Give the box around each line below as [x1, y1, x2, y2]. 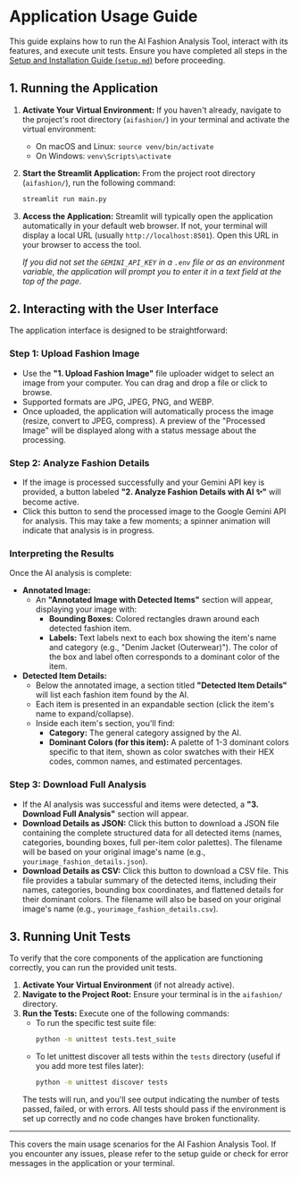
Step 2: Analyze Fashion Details [9, 456, 150, 469]
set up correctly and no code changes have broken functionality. [21, 1113, 261, 1124]
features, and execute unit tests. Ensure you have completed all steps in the [9, 45, 287, 55]
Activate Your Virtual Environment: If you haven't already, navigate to [21, 105, 281, 115]
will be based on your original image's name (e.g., [21, 846, 206, 857]
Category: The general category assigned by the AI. [48, 727, 242, 739]
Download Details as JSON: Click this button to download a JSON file [21, 817, 279, 828]
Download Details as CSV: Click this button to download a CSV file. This [21, 865, 289, 876]
